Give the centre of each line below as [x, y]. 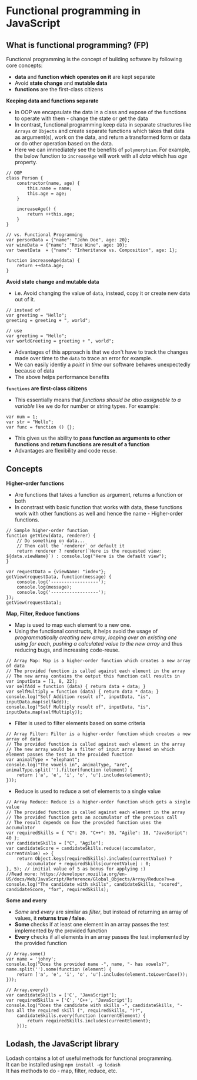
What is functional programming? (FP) [77, 45]
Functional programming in [74, 11]
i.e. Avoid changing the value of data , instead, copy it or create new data [102, 293]
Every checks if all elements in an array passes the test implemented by [102, 936]
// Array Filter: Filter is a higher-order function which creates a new [98, 734]
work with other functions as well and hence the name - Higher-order [99, 513]
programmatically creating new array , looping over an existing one [96, 637]
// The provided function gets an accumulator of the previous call [92, 817]
